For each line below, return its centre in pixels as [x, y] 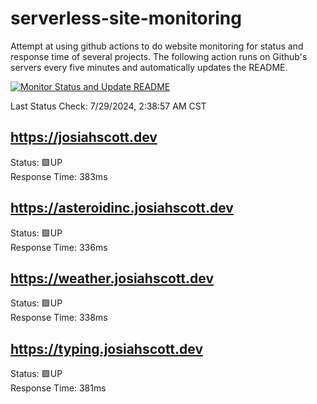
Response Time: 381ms [58, 388]
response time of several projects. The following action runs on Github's [159, 56]
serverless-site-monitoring [126, 18]
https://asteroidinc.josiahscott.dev [122, 208]
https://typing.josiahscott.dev [107, 348]
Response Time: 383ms [59, 176]
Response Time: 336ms [59, 247]
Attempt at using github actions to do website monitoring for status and [157, 46]
